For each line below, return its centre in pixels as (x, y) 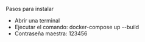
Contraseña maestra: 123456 (51, 33)
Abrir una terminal (37, 20)
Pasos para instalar (30, 9)
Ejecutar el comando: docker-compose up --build (77, 27)
